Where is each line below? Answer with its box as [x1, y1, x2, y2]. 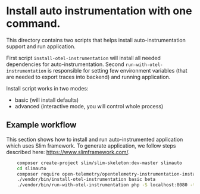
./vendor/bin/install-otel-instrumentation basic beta [17, 177, 156, 183]
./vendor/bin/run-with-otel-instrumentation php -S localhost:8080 [17, 182, 187, 188]
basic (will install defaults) [14, 96, 79, 104]
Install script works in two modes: [6, 85, 89, 92]
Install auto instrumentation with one [6, 4, 192, 18]
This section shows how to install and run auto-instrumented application [6, 136, 183, 143]
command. [6, 17, 61, 30]
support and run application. [6, 43, 76, 50]
